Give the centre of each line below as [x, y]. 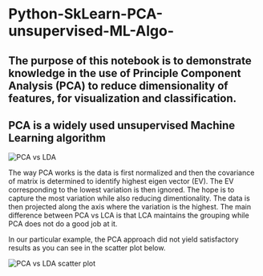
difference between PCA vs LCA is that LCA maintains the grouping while [129, 215]
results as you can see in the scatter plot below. [87, 248]
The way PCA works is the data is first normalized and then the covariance [131, 172]
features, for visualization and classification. [123, 98]
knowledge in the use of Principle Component [125, 73]
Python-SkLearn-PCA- [85, 14]
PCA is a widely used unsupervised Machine [122, 125]
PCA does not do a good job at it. [63, 224]
